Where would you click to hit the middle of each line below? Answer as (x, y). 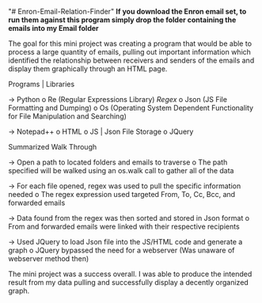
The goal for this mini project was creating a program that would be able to (130, 44)
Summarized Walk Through (53, 147)
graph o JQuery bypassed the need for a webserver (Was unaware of (122, 250)
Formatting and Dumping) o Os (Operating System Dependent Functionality (131, 108)
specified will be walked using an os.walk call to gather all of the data (121, 170)
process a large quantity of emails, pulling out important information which (130, 52)
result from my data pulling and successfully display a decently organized (129, 282)
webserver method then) (49, 259)
